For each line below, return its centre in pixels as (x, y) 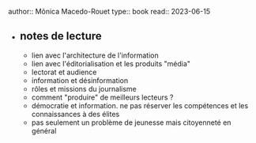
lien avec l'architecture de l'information (95, 55)
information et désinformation (80, 80)
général (44, 130)
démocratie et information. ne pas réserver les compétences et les (140, 105)
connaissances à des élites (75, 114)
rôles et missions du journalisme (84, 88)
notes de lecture (61, 36)
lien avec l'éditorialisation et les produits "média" (111, 63)
